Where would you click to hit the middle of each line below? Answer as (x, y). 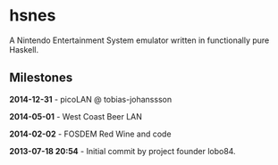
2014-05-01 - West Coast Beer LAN (76, 116)
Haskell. (24, 49)
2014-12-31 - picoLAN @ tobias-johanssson (91, 99)
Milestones (41, 78)
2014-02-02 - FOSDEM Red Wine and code (90, 134)
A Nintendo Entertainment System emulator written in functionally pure (139, 40)
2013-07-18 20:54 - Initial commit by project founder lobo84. (122, 151)
